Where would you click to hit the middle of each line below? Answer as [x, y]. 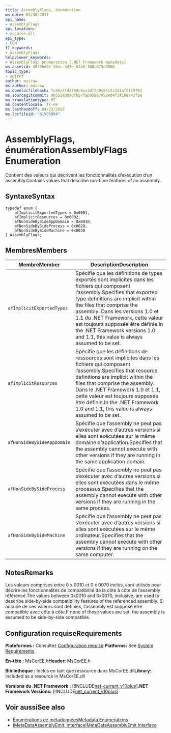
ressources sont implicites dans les [117, 358]
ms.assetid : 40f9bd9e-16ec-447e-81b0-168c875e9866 [60, 67]
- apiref [15, 76]
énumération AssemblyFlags [66, 150]
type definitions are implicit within [116, 299]
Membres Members [36, 251]
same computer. [95, 554]
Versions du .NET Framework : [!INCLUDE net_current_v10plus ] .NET [77, 686]
